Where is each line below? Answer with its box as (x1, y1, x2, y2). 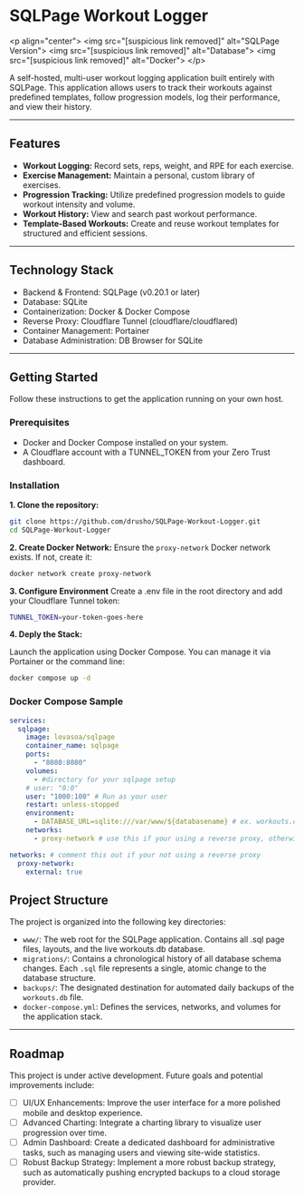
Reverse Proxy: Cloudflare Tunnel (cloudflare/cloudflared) (22, 315, 238, 327)
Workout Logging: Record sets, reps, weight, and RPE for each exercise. (22, 160, 294, 171)
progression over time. (22, 1127, 107, 1139)
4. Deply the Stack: (9, 629, 83, 640)
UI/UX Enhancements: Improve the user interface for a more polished (22, 1097, 280, 1108)
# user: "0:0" (25, 783, 79, 792)
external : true (25, 868, 83, 877)
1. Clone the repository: (9, 499, 100, 510)
